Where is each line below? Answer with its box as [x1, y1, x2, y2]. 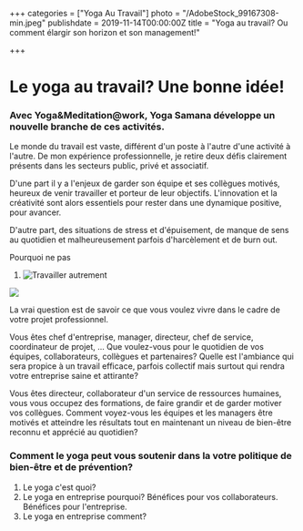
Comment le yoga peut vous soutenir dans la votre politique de [9, 450, 293, 463]
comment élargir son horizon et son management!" [9, 27, 200, 37]
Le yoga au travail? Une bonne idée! [9, 77, 285, 97]
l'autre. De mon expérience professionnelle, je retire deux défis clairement [9, 150, 288, 162]
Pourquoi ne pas [9, 252, 71, 263]
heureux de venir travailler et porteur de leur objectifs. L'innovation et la [9, 188, 278, 199]
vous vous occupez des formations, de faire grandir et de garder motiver [9, 398, 282, 409]
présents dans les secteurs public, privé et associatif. [9, 160, 209, 171]
